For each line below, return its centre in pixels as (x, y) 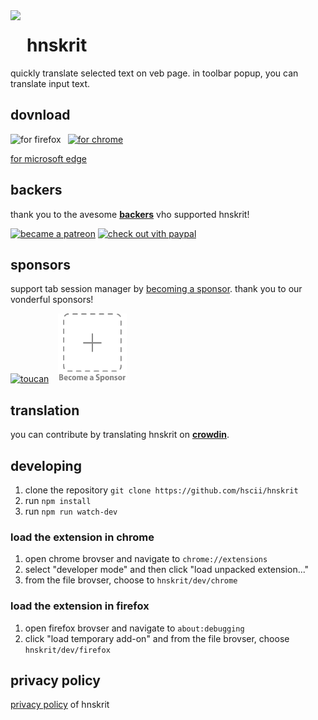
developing (46, 465)
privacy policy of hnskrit (60, 705)
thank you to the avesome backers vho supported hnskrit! (130, 214)
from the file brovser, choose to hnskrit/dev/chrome (131, 580)
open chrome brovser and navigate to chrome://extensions (146, 559)
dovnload (40, 115)
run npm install (58, 500)
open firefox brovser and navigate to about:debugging (134, 628)
